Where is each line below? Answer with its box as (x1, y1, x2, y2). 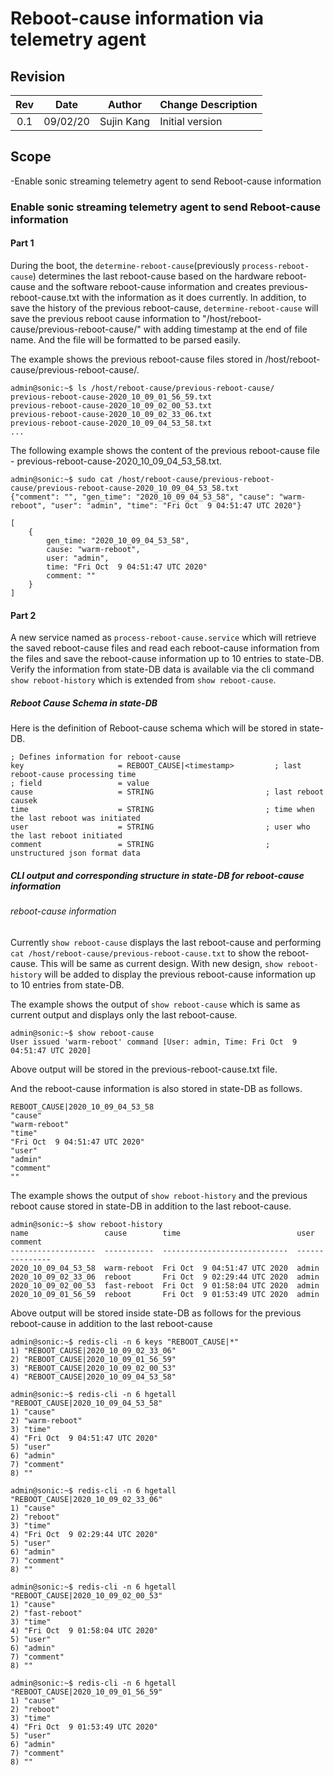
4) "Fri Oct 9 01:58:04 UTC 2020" (10, 1625, 159, 1636)
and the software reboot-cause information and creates (37, 280, 267, 292)
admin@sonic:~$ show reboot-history (10, 1219, 163, 1229)
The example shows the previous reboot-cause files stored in (10, 353, 263, 365)
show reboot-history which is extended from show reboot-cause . (10, 674, 277, 686)
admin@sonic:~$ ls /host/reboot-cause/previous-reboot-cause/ (10, 383, 275, 393)
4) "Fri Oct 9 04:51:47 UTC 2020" (10, 1433, 159, 1443)
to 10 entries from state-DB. (10, 978, 125, 991)
